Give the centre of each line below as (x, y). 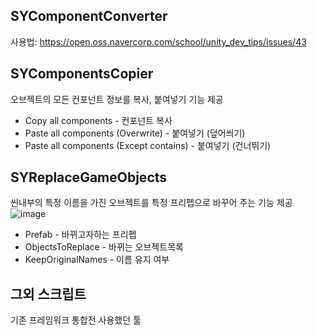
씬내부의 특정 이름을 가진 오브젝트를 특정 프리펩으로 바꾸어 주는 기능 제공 (151, 203)
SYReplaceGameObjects (89, 177)
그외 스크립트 (48, 294)
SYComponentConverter (89, 16)
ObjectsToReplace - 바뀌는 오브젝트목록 (104, 247)
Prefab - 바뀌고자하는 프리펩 (80, 235)
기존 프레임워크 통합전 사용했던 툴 (76, 320)
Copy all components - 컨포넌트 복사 (98, 120)
